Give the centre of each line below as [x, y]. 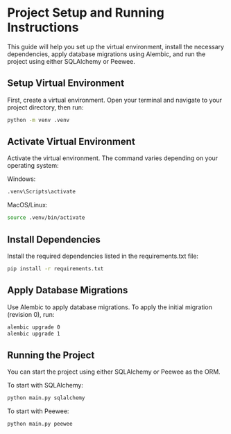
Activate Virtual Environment [71, 142]
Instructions [43, 27]
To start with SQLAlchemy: [45, 385]
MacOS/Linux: [27, 205]
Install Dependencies [54, 240]
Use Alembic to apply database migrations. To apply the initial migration [110, 307]
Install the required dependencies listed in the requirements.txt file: [103, 256]
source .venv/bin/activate [46, 218]
